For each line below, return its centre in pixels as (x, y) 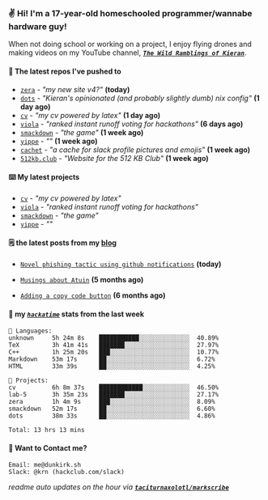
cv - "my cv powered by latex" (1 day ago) (90, 115)
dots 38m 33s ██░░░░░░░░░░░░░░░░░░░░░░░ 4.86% (112, 416)
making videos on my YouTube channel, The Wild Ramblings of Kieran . (128, 53)
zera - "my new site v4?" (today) (75, 89)
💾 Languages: (30, 331)
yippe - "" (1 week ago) (59, 141)
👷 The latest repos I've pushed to (65, 71)
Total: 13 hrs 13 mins (47, 430)
